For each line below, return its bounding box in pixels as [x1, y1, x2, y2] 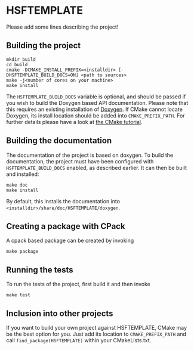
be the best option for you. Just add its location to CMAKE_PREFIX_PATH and [6, 330, 187, 337]
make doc [6, 182, 28, 188]
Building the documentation [6, 135, 112, 146]
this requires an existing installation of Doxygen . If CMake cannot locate [6, 106, 183, 113]
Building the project [6, 41, 81, 51]
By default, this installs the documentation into [6, 197, 121, 205]
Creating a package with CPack [6, 221, 125, 231]
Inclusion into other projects [6, 308, 113, 318]
